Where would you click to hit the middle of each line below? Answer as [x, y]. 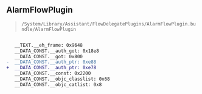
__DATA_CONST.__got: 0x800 [49, 56]
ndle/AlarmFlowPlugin [48, 29]
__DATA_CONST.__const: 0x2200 [53, 73]
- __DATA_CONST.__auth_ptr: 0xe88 [51, 62]
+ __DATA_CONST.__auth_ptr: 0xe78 [51, 68]
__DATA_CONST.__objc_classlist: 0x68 [62, 79]
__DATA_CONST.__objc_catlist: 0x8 [58, 84]
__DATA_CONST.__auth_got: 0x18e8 [57, 51]
